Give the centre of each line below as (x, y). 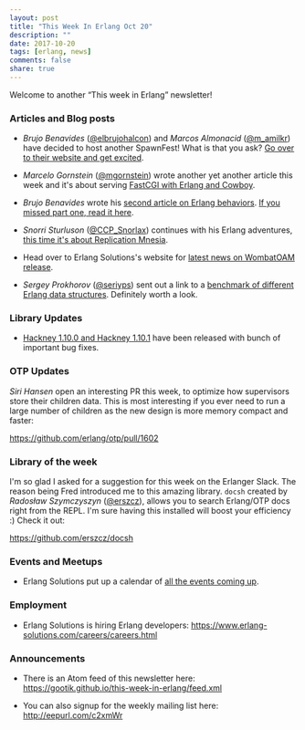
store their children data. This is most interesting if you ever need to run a (147, 401)
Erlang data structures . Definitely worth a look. (110, 295)
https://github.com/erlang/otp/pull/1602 (84, 438)
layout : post (34, 18)
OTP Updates (40, 371)
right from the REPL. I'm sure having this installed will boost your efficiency (150, 511)
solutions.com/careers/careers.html (90, 634)
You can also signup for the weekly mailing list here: (121, 705)
